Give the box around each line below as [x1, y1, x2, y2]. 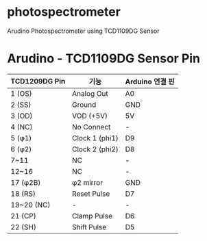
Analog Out [71, 88, 108, 98]
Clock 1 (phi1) [71, 133, 119, 142]
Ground [71, 100, 97, 110]
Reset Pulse [71, 189, 110, 199]
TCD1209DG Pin [10, 76, 66, 86]
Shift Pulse [71, 222, 107, 231]
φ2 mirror [71, 177, 103, 187]
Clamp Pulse [71, 211, 113, 220]
